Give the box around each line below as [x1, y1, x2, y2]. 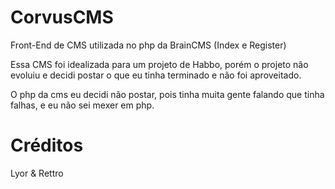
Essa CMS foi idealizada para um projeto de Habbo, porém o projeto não [10, 58, 309, 70]
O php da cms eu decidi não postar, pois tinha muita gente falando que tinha [10, 88, 325, 100]
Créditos [10, 134, 84, 157]
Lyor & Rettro [10, 167, 64, 179]
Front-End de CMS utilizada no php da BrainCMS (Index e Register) [10, 39, 287, 51]
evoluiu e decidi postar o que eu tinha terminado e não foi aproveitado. [10, 69, 302, 81]
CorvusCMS [10, 6, 114, 29]
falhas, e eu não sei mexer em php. [10, 99, 155, 111]
